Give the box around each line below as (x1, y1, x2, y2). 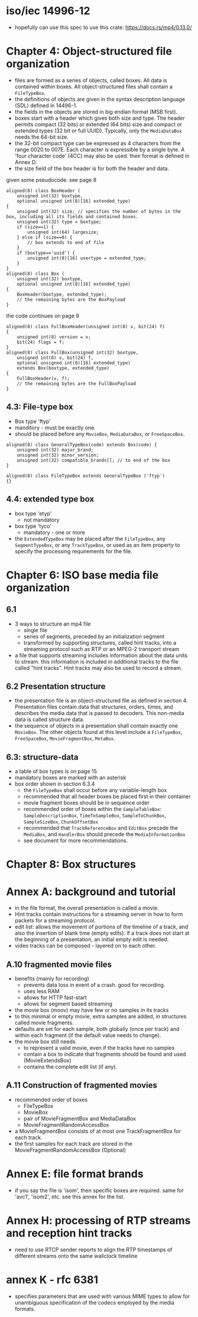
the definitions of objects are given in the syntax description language (14, 95, 185, 102)
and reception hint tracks (6, 1226, 132, 1239)
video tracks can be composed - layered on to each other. (14, 942, 157, 949)
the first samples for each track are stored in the (14, 1140, 133, 1147)
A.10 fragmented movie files (6, 959, 112, 969)
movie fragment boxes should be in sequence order (23, 799, 150, 806)
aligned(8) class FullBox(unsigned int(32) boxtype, (6, 350, 139, 355)
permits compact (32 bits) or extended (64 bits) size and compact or (14, 120, 182, 128)
